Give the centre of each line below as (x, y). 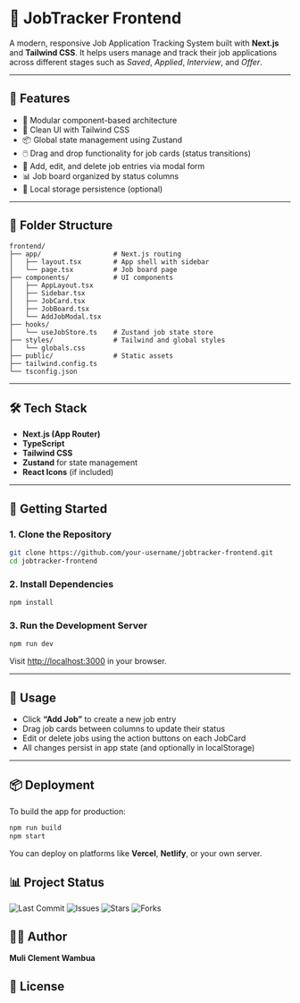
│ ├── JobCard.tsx (48, 301)
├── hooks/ (29, 324)
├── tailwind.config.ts (54, 363)
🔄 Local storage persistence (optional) (92, 189)
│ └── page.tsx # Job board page (93, 269)
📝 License (37, 986)
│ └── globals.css (48, 348)
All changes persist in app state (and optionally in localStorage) (138, 747)
